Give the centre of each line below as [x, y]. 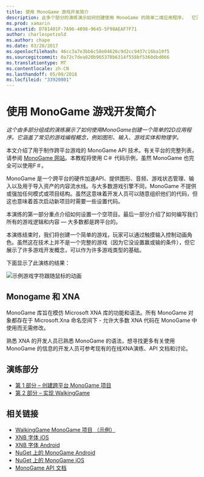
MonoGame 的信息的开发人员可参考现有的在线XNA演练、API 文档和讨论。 [99, 348]
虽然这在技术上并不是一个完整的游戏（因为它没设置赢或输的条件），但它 [106, 242]
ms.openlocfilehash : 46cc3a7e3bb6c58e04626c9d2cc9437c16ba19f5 [88, 52]
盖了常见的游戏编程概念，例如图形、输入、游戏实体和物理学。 [104, 138]
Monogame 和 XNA [43, 297]
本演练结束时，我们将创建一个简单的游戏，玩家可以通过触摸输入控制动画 [97, 235]
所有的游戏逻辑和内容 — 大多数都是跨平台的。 [64, 222]
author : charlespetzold [36, 35]
